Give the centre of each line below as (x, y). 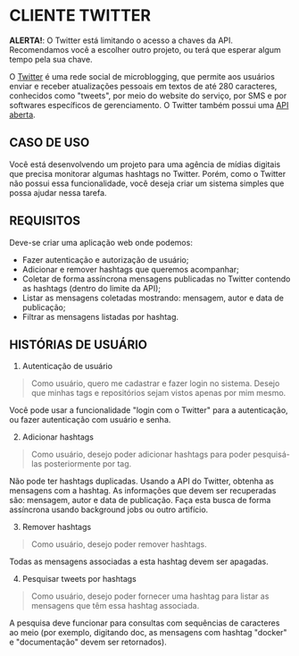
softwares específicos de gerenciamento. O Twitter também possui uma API (149, 105)
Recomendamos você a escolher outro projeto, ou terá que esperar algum (145, 49)
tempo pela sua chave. (51, 59)
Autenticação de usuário (67, 366)
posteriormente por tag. (88, 464)
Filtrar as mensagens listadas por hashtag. (100, 316)
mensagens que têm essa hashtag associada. (115, 606)
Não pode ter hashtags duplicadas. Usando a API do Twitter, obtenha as (141, 481)
